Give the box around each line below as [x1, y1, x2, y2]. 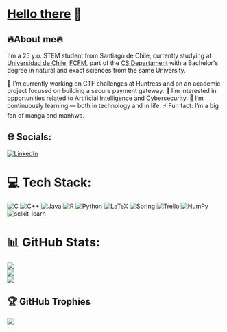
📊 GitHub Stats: [7, 234, 101, 250]
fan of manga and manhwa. [7, 112, 84, 119]
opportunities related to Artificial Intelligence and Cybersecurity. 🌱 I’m [7, 94, 204, 102]
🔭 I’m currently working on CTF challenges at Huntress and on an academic [7, 79, 221, 88]
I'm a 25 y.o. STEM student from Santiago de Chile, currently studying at [7, 51, 212, 60]
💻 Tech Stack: [7, 175, 92, 190]
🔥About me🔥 [7, 34, 64, 45]
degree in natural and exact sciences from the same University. [7, 66, 187, 74]
